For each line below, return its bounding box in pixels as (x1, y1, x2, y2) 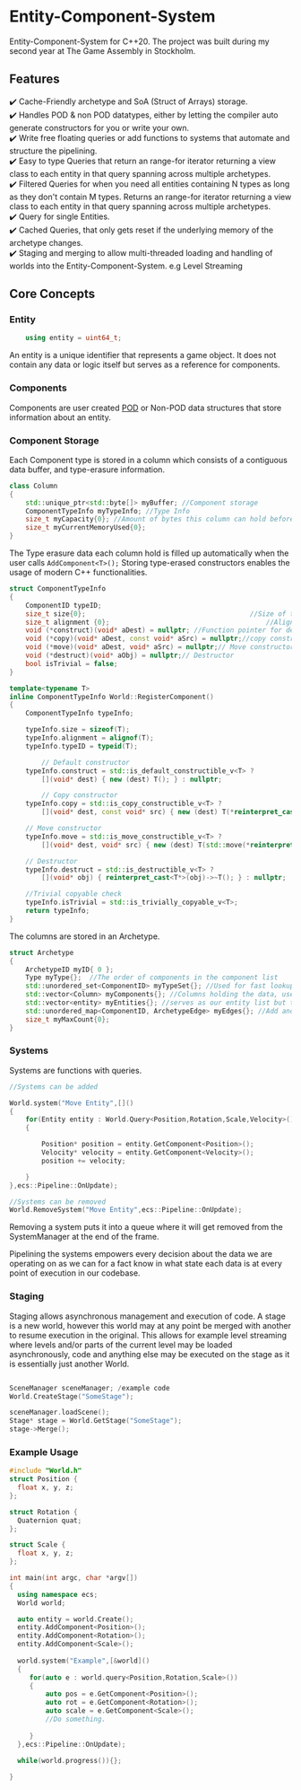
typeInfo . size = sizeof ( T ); (25, 725, 130, 734)
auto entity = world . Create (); (17, 1614, 134, 1624)
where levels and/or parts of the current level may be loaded (9, 1339, 233, 1350)
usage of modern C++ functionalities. (9, 567, 148, 578)
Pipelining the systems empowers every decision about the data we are (9, 1249, 273, 1259)
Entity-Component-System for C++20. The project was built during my (9, 36, 271, 47)
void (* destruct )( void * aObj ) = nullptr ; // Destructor (25, 651, 235, 661)
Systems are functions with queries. (9, 1065, 142, 1075)
